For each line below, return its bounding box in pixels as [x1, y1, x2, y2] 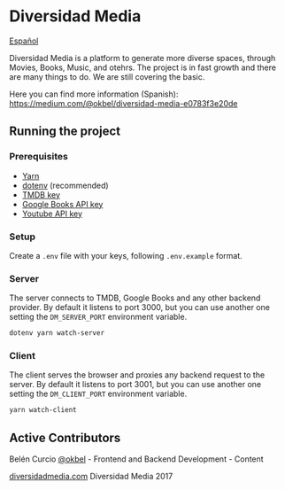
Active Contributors [9, 430, 121, 445]
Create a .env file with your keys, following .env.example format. [9, 250, 243, 261]
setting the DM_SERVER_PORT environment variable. [9, 312, 188, 323]
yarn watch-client [9, 406, 77, 415]
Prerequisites [9, 151, 68, 163]
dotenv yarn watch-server [9, 329, 104, 338]
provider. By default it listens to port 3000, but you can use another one [9, 302, 270, 313]
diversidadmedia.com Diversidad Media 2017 [9, 471, 173, 482]
